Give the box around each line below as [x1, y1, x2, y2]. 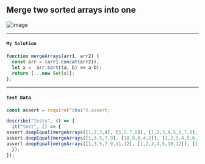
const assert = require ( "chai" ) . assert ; [6, 107, 111, 113]
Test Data [6, 94, 32, 101]
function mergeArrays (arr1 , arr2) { [6, 53, 99, 60]
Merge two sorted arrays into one [6, 5, 136, 15]
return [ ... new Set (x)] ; [12, 70, 75, 76]
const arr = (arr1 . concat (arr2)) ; [12, 59, 99, 65]
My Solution [6, 41, 37, 47]
